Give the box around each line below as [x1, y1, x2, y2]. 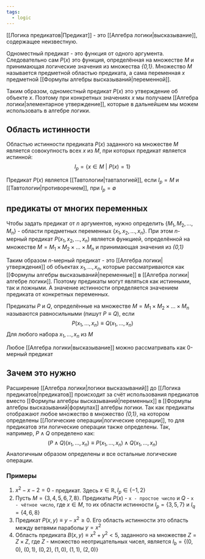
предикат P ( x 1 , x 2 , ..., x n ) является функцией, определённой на [28, 235, 190, 244]
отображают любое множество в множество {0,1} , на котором [6, 410, 170, 418]
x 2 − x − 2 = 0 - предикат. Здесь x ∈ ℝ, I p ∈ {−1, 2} [15, 485, 146, 496]
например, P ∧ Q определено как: [6, 429, 95, 436]
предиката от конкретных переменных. [6, 290, 110, 297]
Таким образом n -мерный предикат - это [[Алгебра [6, 257, 142, 264]
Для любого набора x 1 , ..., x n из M [6, 330, 93, 339]
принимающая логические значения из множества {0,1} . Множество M [6, 62, 192, 70]
